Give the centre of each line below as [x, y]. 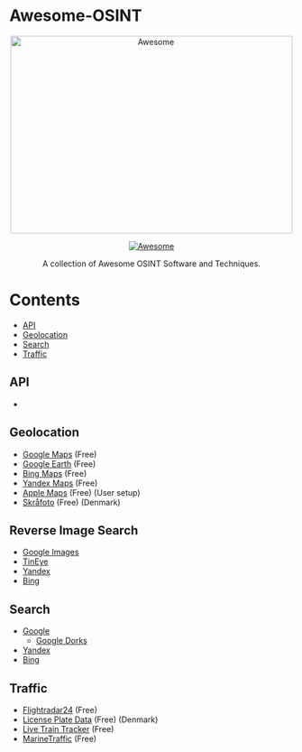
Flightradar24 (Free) [59, 710]
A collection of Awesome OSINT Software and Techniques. [151, 264]
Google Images [50, 552]
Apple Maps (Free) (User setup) [82, 492]
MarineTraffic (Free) [59, 738]
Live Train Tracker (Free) [68, 729]
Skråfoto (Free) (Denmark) [71, 502]
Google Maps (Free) [59, 454]
